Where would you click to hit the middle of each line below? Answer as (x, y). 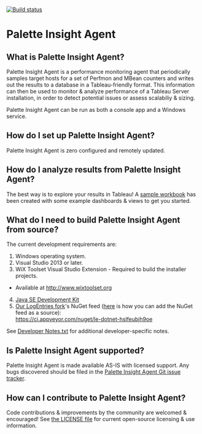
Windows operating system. (51, 256)
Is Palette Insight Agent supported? (76, 350)
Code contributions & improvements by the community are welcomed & (97, 412)
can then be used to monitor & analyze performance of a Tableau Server (98, 91)
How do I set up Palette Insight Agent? (81, 136)
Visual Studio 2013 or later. (49, 263)
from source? (33, 230)
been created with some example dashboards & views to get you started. (99, 200)
